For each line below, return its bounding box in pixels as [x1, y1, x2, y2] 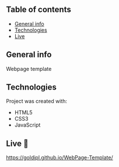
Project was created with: [6, 98, 68, 105]
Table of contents [6, 5, 71, 15]
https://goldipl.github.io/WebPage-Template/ [6, 154, 114, 161]
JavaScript [14, 121, 41, 128]
